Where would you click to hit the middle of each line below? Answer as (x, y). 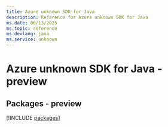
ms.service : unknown (32, 39)
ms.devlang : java (28, 34)
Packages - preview (44, 103)
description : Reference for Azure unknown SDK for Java (77, 17)
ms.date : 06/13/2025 (32, 23)
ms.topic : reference (32, 28)
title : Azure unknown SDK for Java (51, 12)
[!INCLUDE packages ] (33, 118)
